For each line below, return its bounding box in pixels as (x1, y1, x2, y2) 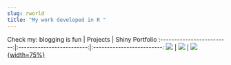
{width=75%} (7, 51, 46, 59)
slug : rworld (7, 10, 45, 17)
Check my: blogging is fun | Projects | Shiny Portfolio (7, 35, 157, 43)
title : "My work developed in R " (7, 16, 107, 23)
